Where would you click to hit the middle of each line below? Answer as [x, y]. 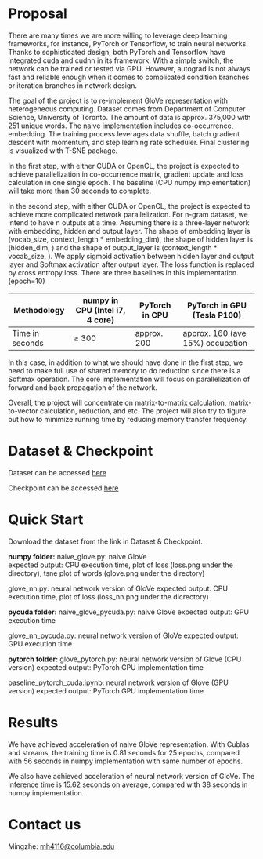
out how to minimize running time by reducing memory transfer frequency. [128, 419]
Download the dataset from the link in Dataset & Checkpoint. [106, 541]
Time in [26, 333]
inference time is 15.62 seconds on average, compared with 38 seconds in [128, 784]
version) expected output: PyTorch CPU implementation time [106, 667]
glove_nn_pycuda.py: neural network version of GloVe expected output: [123, 635]
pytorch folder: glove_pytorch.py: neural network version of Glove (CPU [125, 659]
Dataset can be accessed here [58, 472]
